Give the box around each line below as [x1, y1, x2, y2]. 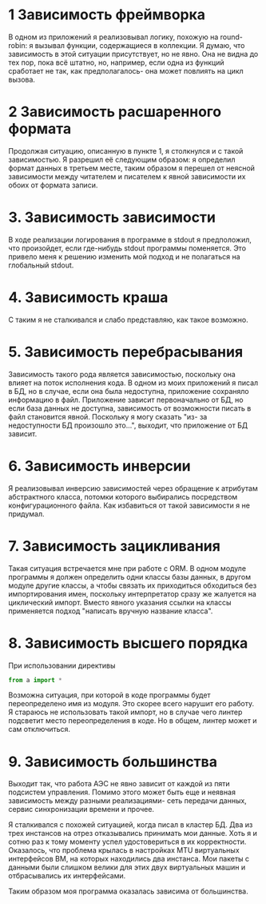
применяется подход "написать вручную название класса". [8, 606, 213, 616]
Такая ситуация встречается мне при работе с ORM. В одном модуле [8, 563, 246, 573]
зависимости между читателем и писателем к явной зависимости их [8, 171, 246, 181]
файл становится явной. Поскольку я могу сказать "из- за [8, 412, 208, 421]
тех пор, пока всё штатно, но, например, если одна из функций [8, 58, 224, 67]
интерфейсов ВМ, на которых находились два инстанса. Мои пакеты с [8, 854, 250, 864]
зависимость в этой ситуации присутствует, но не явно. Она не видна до [8, 49, 259, 58]
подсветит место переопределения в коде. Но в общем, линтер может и [8, 716, 257, 725]
